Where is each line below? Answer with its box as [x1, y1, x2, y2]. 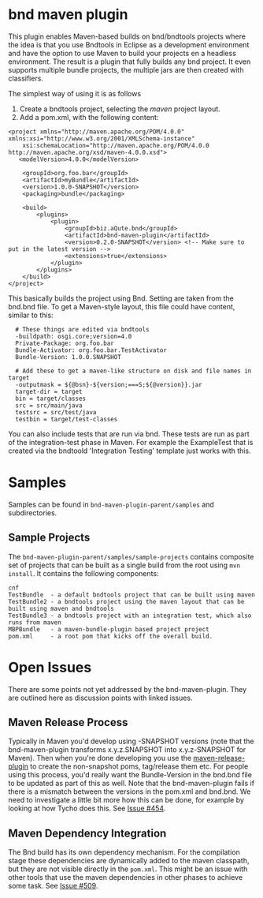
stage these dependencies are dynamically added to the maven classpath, [8, 856, 250, 866]
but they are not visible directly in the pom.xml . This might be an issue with [8, 864, 248, 874]
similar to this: [8, 310, 54, 320]
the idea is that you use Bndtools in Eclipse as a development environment [8, 39, 250, 49]
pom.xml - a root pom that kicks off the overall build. [8, 632, 213, 640]
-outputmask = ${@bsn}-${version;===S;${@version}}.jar [15, 380, 202, 388]
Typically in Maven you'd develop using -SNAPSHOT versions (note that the [8, 736, 254, 746]
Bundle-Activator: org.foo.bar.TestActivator [15, 346, 168, 354]
